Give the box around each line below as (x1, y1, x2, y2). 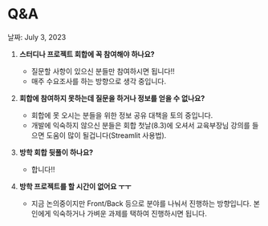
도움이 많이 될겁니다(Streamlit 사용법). (46, 130, 167, 140)
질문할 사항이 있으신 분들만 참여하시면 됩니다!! (30, 66, 175, 76)
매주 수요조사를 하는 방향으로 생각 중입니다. (30, 76, 167, 86)
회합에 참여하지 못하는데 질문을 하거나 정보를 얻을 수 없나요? (18, 93, 205, 103)
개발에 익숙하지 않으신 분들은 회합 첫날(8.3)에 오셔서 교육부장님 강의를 (30, 120, 250, 130)
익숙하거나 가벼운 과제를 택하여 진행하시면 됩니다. (52, 208, 208, 218)
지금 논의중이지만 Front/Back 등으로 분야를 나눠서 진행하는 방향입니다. (30, 198, 252, 208)
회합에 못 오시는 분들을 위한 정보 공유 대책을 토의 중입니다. (30, 110, 213, 120)
